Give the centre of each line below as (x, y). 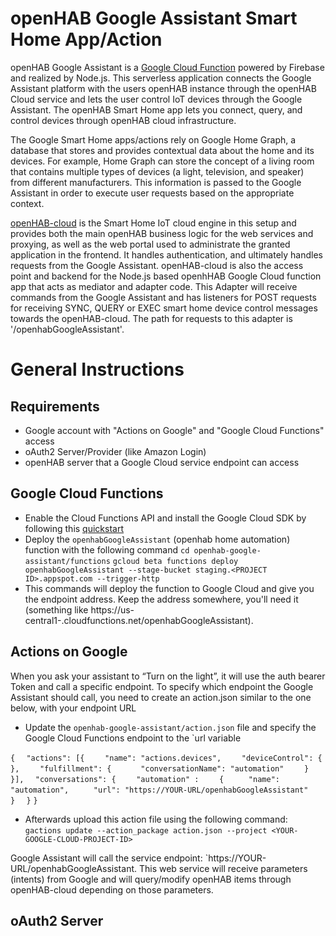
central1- (43, 620)
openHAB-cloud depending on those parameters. (112, 889)
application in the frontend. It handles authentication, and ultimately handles (166, 254)
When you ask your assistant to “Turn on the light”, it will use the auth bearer (168, 676)
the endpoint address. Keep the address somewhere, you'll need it (161, 599)
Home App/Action (86, 39)
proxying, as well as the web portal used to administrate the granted (150, 244)
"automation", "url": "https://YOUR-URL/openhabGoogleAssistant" (159, 790)
